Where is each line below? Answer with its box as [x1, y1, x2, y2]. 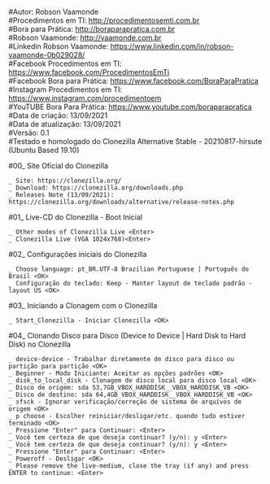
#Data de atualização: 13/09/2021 [8, 120, 121, 129]
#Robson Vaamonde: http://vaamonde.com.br [8, 33, 162, 42]
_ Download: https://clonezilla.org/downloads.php [8, 184, 184, 192]
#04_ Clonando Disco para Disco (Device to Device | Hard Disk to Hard [8, 331, 246, 340]
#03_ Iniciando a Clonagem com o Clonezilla [8, 301, 158, 310]
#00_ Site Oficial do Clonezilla [8, 161, 108, 170]
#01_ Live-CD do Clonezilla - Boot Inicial [8, 212, 143, 222]
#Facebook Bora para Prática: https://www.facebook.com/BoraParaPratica [8, 76, 259, 85]
